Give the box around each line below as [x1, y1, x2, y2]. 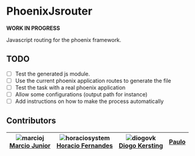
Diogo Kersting [118, 141, 163, 150]
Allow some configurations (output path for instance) [15, 90, 148, 98]
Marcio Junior [9, 141, 51, 150]
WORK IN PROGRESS [6, 24, 61, 32]
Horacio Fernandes [56, 141, 114, 150]
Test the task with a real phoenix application [15, 83, 126, 91]
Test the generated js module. [15, 70, 90, 77]
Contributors [6, 116, 56, 126]
